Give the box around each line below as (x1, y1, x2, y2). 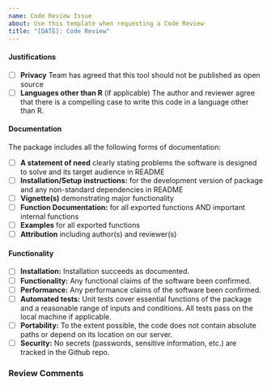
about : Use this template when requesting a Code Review (8, 19, 205, 28)
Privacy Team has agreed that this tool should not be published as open (19, 70, 260, 79)
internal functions (19, 212, 79, 221)
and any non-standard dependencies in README (19, 185, 184, 195)
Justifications (8, 52, 57, 62)
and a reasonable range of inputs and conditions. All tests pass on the (19, 303, 253, 313)
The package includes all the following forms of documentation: (8, 142, 221, 152)
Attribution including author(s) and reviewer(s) (19, 229, 177, 239)
